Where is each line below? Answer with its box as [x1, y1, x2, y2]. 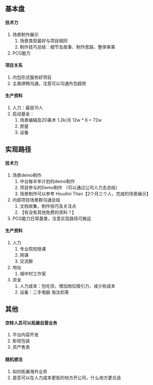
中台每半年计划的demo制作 [19, 178, 75, 184]
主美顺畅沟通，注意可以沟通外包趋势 [12, 80, 87, 86]
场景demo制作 [12, 172, 42, 178]
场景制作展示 [12, 31, 39, 37]
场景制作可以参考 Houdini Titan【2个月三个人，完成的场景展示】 [19, 190, 151, 197]
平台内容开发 [12, 331, 39, 338]
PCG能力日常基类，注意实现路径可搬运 [12, 215, 92, 221]
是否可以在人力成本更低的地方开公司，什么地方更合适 [12, 375, 121, 381]
